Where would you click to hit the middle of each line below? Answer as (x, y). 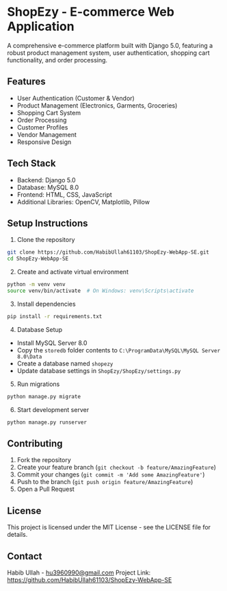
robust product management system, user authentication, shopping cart (108, 53)
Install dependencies (46, 304)
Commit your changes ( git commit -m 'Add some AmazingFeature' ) (111, 474)
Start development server (53, 409)
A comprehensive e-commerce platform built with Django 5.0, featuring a (110, 45)
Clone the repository (46, 240)
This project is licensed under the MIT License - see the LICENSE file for (109, 527)
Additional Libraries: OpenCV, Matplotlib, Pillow (83, 202)
